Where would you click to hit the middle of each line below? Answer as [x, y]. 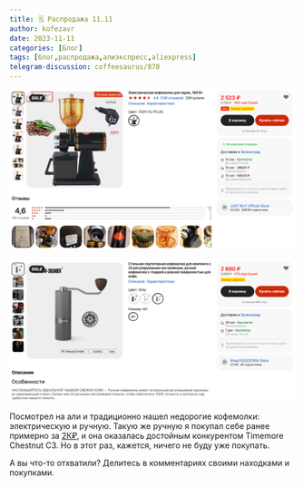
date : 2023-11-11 [42, 38]
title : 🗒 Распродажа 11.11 [61, 19]
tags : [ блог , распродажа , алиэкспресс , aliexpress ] [103, 58]
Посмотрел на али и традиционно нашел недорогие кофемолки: [135, 416]
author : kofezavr [42, 29]
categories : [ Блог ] [46, 48]
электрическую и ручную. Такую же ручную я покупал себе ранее [140, 426]
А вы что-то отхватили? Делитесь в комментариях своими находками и [150, 463]
